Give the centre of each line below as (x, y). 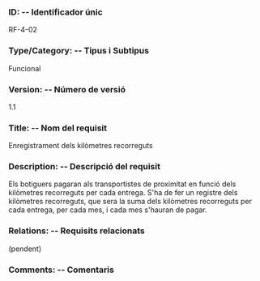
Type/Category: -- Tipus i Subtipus (79, 51)
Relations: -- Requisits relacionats (77, 231)
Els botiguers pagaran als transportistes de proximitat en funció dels (122, 184)
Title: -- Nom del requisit (58, 128)
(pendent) (25, 249)
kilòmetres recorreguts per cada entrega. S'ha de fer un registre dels (123, 193)
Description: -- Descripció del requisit (84, 167)
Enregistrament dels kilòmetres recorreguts (81, 146)
